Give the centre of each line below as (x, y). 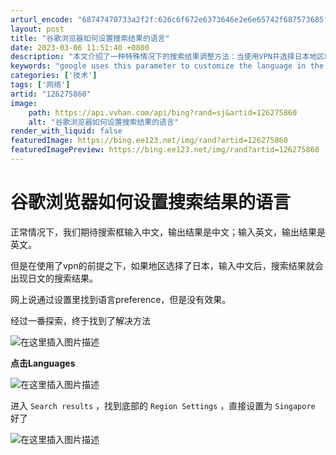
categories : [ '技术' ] (54, 76)
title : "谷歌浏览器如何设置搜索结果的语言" (90, 38)
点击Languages (43, 363)
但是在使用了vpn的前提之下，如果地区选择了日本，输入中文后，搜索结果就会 (167, 265)
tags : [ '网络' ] (40, 85)
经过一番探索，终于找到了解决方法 (80, 320)
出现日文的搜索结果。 (54, 278)
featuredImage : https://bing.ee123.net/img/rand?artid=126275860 (149, 141)
